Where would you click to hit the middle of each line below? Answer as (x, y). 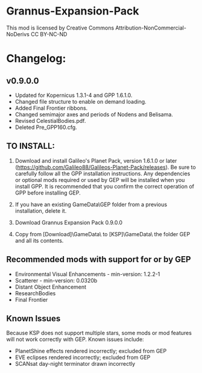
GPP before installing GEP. (48, 193)
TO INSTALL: (31, 146)
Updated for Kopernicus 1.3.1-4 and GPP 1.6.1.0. (74, 95)
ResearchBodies (35, 293)
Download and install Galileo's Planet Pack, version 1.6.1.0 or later (96, 160)
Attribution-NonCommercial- (151, 28)
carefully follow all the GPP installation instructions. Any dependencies (103, 174)
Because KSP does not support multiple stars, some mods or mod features (99, 333)
